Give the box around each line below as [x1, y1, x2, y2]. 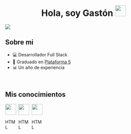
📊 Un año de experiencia [12, 64, 65, 70]
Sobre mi [5, 38, 34, 47]
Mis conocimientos [5, 90, 66, 99]
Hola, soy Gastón [41, 7, 114, 19]
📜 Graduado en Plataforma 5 [12, 59, 71, 65]
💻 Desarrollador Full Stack [12, 51, 68, 57]
